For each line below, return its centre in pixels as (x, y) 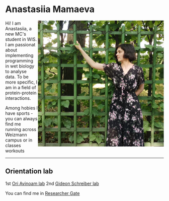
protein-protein (21, 93)
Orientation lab (29, 172)
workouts (15, 151)
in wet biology (20, 66)
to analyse (16, 71)
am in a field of (21, 87)
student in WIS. (21, 39)
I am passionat (20, 44)
